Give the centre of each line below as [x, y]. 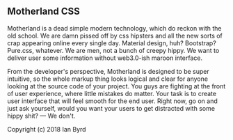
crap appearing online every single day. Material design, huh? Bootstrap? [112, 43]
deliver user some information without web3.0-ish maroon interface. [105, 58]
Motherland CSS [43, 11]
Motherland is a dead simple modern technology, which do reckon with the [114, 28]
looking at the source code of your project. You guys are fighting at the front [116, 86]
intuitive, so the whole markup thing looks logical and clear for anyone [108, 79]
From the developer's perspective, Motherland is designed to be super [109, 71]
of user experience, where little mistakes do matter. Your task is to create [112, 93]
